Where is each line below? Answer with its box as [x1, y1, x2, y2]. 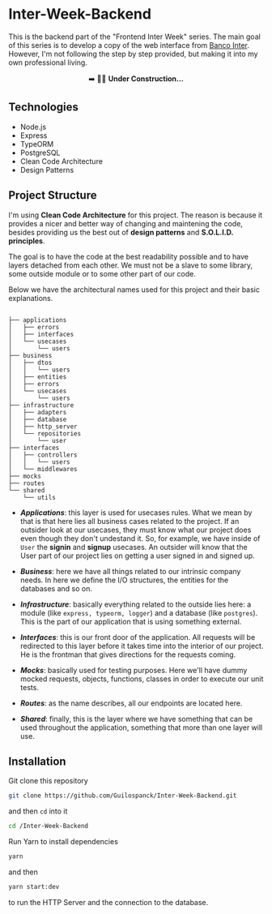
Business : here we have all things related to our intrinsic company [19, 566, 241, 576]
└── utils [23, 493, 57, 501]
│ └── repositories [8, 429, 82, 438]
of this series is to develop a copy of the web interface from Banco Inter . [8, 40, 249, 49]
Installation [8, 754, 66, 768]
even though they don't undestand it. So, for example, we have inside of [19, 533, 261, 543]
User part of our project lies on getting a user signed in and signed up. [19, 551, 255, 560]
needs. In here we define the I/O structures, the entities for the [19, 575, 229, 585]
